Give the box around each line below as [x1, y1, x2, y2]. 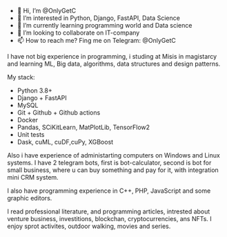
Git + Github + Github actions [17, 108, 101, 117]
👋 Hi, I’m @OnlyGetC [17, 7, 77, 15]
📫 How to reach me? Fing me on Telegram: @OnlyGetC [17, 37, 176, 44]
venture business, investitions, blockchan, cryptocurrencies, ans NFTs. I [7, 215, 212, 222]
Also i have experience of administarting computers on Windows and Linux [7, 151, 221, 159]
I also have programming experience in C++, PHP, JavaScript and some [7, 187, 211, 195]
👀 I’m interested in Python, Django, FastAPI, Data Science [17, 14, 181, 22]
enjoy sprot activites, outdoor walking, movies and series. [7, 222, 171, 230]
